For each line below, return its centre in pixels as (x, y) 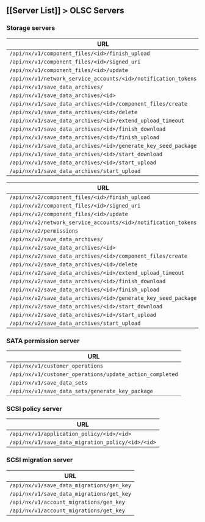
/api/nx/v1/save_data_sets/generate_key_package (81, 391)
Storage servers (31, 28)
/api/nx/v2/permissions (44, 231)
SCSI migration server (40, 460)
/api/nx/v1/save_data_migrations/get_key (70, 494)
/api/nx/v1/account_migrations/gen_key (67, 502)
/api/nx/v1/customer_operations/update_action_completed (94, 374)
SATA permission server (43, 341)
